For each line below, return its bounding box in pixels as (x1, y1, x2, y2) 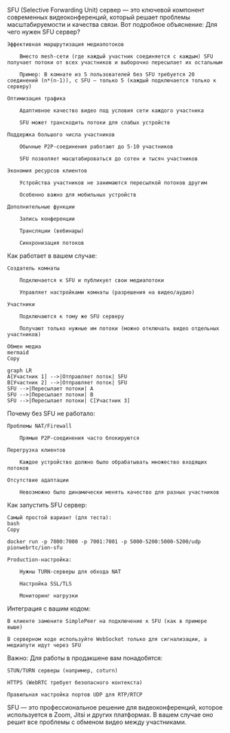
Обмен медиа (7, 343, 41, 350)
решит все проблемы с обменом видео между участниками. (7, 718, 187, 726)
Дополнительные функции (7, 204, 76, 210)
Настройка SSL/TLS (19, 580, 72, 587)
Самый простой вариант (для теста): (7, 514, 112, 521)
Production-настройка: (7, 556, 72, 563)
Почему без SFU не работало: (7, 409, 95, 417)
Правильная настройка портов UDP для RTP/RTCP (7, 691, 143, 698)
